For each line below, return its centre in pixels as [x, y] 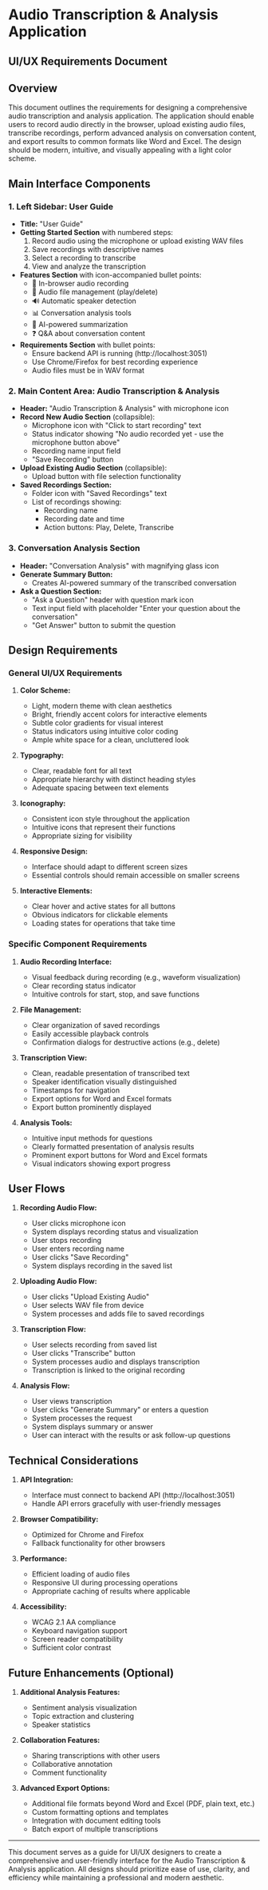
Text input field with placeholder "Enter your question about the [136, 608]
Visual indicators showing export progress [101, 1163]
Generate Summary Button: [66, 574]
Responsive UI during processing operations [104, 1583]
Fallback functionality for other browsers [99, 1543]
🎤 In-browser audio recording [80, 284]
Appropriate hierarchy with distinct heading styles [114, 779]
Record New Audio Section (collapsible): [87, 417]
